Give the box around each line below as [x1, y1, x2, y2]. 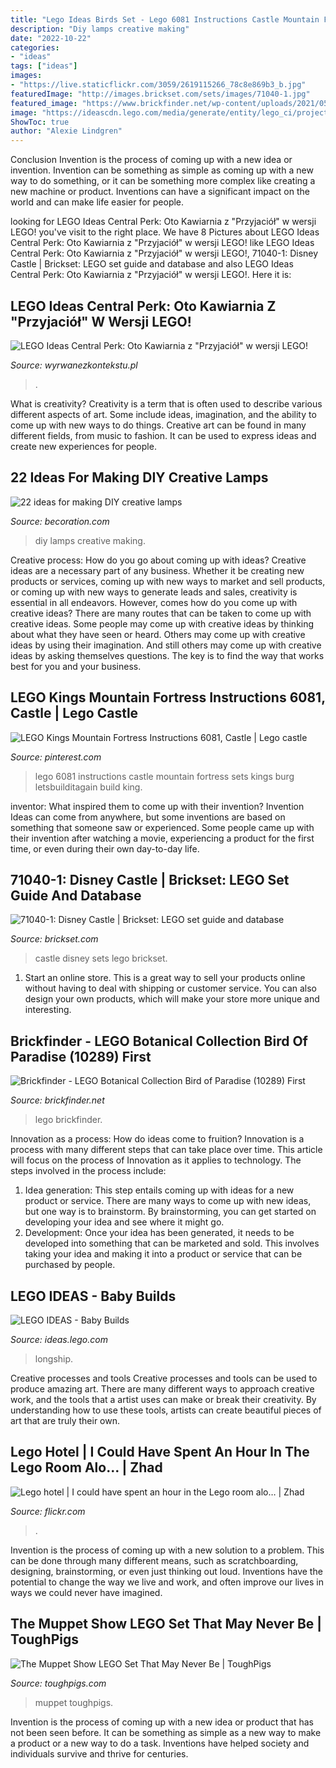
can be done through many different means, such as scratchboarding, [10, 1554, 299, 1566]
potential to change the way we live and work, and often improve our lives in [10, 1576, 324, 1588]
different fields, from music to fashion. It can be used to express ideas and [10, 429, 317, 441]
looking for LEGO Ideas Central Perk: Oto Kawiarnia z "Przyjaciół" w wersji [10, 216, 317, 228]
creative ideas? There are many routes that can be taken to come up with [10, 607, 312, 619]
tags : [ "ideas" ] [10, 61, 78, 71]
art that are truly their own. [10, 1415, 121, 1426]
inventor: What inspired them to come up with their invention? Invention [10, 800, 305, 812]
